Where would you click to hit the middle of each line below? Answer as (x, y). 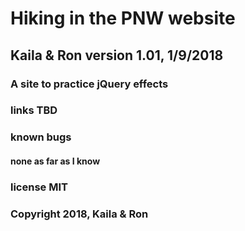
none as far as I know (55, 161)
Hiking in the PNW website (123, 18)
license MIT (39, 187)
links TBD (34, 110)
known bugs (41, 137)
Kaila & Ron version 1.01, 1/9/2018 (117, 55)
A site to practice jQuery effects (89, 84)
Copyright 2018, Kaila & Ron (79, 214)
